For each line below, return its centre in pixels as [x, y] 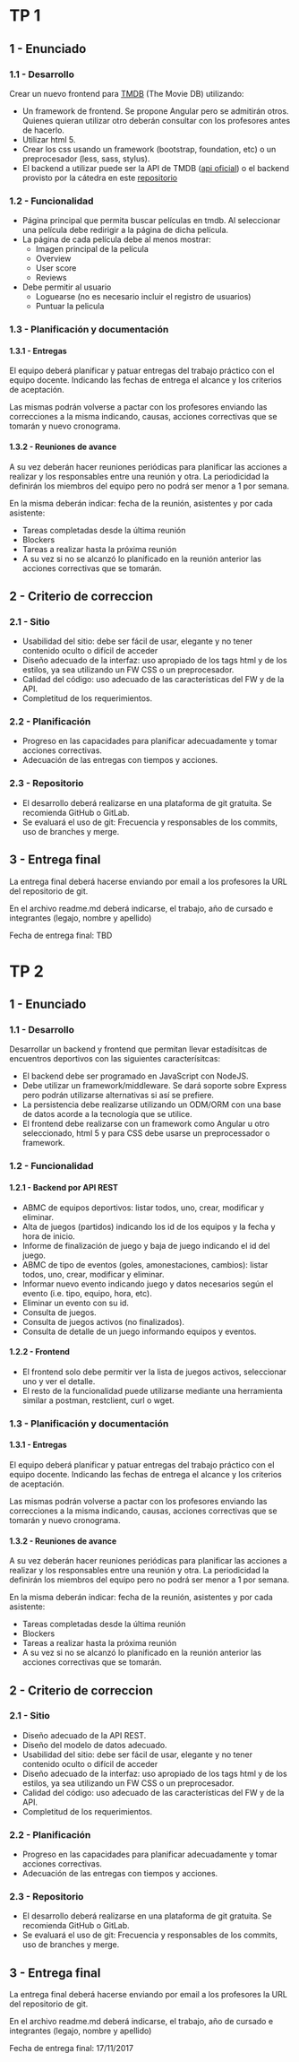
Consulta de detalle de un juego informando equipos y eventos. [139, 1331]
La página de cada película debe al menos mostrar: [117, 239]
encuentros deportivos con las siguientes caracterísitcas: [115, 1059]
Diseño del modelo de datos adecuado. [94, 1745]
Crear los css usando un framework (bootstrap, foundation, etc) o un [149, 149]
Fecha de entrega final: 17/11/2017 [72, 2049]
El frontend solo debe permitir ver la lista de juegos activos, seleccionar [154, 1372]
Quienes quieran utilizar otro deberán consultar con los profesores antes [156, 120]
